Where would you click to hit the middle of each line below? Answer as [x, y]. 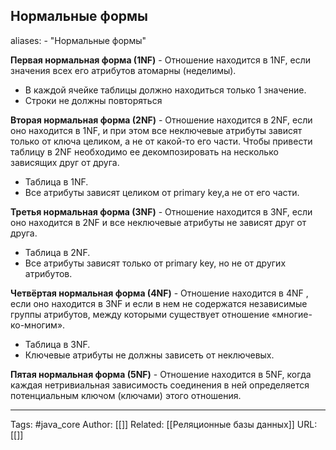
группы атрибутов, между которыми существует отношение [140, 314]
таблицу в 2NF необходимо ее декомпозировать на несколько [144, 151]
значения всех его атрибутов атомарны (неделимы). [123, 70]
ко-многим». [38, 325]
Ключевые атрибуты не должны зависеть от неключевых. [149, 355]
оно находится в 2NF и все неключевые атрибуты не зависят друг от [158, 222]
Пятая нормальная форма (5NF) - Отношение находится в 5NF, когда [161, 374]
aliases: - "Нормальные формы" [78, 40]
